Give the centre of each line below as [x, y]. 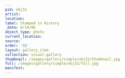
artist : [13, 14]
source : [13, 41]
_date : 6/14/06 [20, 28]
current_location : [23, 37]
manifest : [15, 68]
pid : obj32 [16, 9]
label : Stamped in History [32, 23]
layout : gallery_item [27, 50]
